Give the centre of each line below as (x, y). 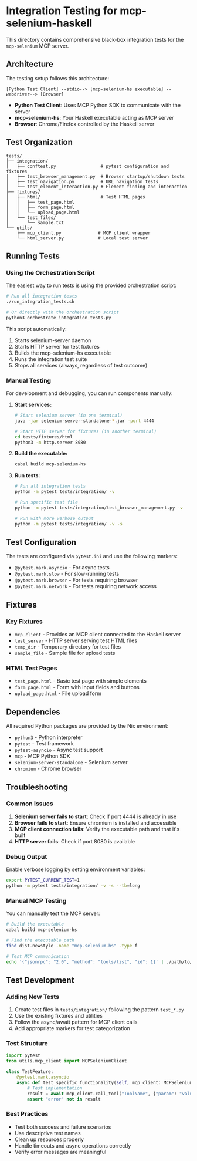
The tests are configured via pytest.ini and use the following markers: (92, 556)
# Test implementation (55, 1088)
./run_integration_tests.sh (40, 302)
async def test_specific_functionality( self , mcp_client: (89, 1082)
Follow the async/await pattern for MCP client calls (76, 1022)
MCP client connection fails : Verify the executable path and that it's (97, 829)
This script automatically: (37, 329)
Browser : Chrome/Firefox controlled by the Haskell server (84, 124)
